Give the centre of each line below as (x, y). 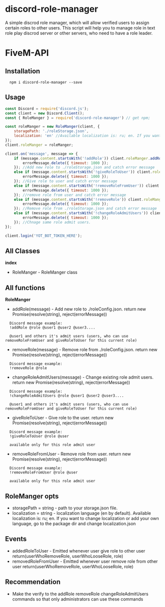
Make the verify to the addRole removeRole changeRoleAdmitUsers (80, 594)
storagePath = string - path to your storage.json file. (65, 508)
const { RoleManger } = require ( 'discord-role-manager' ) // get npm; (78, 118)
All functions (25, 288)
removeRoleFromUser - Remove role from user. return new (71, 454)
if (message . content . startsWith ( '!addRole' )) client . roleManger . (82, 158)
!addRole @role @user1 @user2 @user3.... (53, 328)
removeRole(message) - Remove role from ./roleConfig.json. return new (85, 350)
